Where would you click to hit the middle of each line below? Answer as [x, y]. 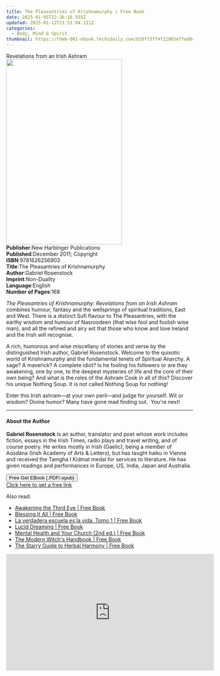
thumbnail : [20, 39]
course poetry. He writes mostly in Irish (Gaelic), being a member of [89, 447]
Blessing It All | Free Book [46, 514]
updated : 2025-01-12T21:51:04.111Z [50, 23]
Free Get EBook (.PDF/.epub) [42, 478]
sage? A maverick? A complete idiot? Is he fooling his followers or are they [97, 365]
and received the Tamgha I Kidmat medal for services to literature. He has [96, 460]
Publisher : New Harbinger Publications [53, 248]
